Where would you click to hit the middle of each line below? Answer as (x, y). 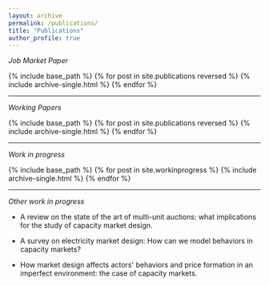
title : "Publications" (46, 30)
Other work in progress (46, 201)
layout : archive (35, 16)
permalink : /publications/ (53, 23)
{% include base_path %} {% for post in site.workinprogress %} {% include (132, 170)
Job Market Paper (38, 61)
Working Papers (35, 108)
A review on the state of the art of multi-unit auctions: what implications (138, 217)
